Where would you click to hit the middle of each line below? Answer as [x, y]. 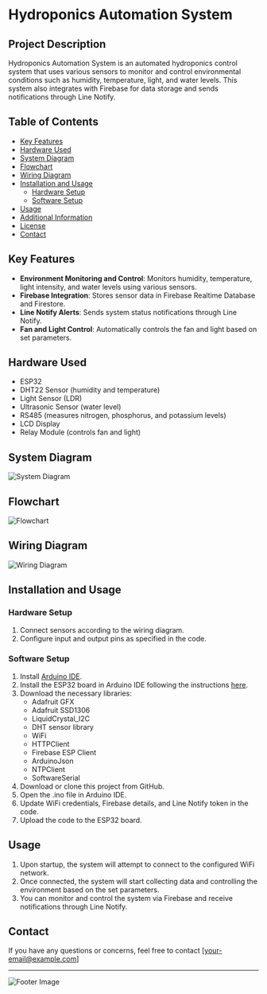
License [33, 225]
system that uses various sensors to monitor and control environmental [125, 72]
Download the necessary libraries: [76, 693]
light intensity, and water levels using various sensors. [108, 287]
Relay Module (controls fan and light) [80, 432]
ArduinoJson [52, 761]
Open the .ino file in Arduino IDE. [73, 794]
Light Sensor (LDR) [51, 399]
